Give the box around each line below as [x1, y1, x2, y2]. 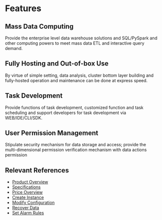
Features [5, 3, 42, 14]
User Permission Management [5, 129, 99, 137]
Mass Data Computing [5, 22, 74, 31]
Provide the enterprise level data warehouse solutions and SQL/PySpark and [5, 35, 158, 41]
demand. [5, 46, 23, 51]
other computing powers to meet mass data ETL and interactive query [5, 40, 145, 46]
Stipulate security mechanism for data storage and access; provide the [5, 142, 147, 148]
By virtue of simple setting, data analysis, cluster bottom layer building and [5, 72, 154, 78]
